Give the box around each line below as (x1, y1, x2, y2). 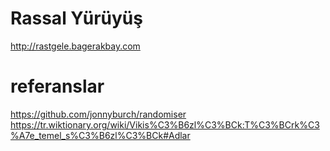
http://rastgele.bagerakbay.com (10, 40, 141, 52)
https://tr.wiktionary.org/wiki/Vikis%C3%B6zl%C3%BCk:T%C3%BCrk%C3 (10, 118, 320, 131)
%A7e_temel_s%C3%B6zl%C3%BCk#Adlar (10, 129, 191, 141)
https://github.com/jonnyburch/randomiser (10, 108, 187, 120)
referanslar (10, 75, 105, 98)
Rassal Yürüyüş (10, 7, 143, 30)
